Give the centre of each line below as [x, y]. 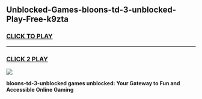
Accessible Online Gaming [40, 89]
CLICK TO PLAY [29, 37]
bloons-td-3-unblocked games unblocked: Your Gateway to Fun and [93, 83]
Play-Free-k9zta [38, 19]
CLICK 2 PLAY [27, 59]
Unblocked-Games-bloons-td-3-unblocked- [91, 10]
